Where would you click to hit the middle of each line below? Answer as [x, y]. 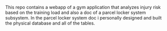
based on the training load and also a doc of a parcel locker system [76, 12]
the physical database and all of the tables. [50, 23]
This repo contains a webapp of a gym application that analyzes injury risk [83, 7]
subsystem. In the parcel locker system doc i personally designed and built [83, 18]
